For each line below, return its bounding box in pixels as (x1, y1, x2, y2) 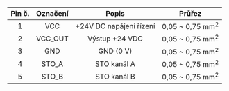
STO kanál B (95, 72, 135, 81)
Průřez (179, 9, 202, 18)
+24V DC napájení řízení (75, 21, 155, 30)
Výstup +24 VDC (87, 34, 144, 43)
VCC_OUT (35, 34, 69, 43)
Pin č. (10, 9, 30, 18)
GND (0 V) (98, 46, 133, 56)
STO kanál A (94, 59, 135, 68)
